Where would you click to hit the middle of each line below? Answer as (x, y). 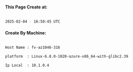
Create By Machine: (26, 33)
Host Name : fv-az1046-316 (33, 48)
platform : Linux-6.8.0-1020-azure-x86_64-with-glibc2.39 (67, 57)
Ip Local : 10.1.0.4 (27, 66)
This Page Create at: (26, 7)
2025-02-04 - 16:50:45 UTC (33, 22)
